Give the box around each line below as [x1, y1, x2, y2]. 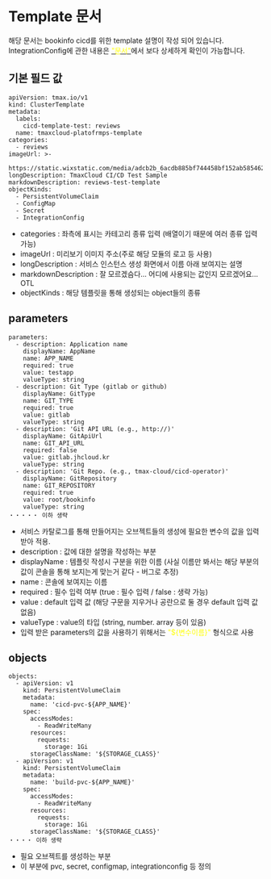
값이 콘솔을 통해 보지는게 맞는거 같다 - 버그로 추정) [19, 567, 179, 576]
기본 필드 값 [8, 72, 63, 86]
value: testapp [23, 368, 74, 376]
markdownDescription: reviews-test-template [8, 178, 161, 186]
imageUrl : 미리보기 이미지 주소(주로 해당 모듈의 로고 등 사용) [19, 249, 212, 258]
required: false [23, 446, 78, 454]
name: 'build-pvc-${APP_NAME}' [29, 778, 135, 787]
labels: [15, 115, 42, 123]
